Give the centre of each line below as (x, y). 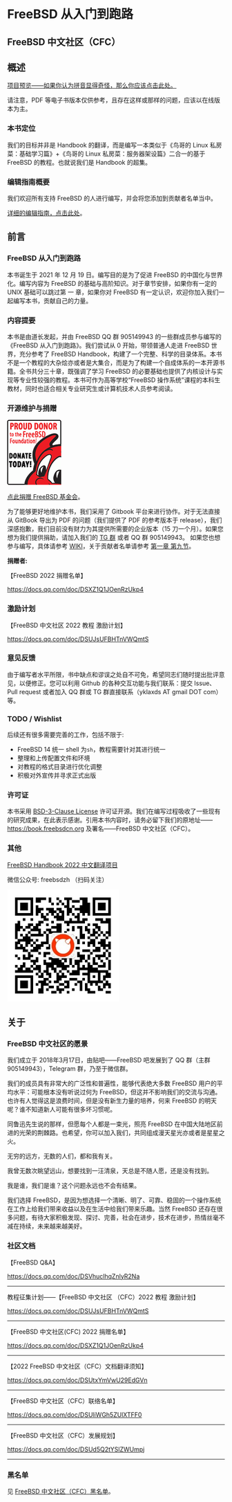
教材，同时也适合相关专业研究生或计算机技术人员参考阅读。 (92, 388)
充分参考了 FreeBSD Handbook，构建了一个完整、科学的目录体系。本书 (120, 354)
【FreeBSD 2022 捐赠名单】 (47, 576)
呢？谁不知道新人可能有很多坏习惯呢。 (61, 1110)
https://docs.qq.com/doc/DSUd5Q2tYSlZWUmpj (76, 1449)
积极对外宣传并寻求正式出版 (57, 775)
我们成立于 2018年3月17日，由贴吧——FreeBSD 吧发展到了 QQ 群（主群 (109, 1060)
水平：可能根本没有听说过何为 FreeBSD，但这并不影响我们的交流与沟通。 (117, 1092)
